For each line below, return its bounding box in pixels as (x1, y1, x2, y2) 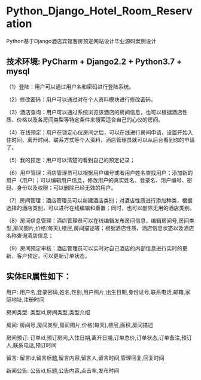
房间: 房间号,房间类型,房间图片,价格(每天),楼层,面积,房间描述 (6, 321, 154, 329)
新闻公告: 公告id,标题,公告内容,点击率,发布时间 (6, 367, 120, 374)
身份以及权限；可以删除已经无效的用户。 (16, 184, 117, 191)
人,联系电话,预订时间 (6, 341, 57, 348)
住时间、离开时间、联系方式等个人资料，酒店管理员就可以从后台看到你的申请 (6, 136, 195, 143)
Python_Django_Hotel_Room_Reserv (6, 4, 193, 18)
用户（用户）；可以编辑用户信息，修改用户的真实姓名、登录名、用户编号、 (6, 177, 187, 184)
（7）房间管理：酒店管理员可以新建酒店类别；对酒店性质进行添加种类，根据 (6, 196, 193, 204)
